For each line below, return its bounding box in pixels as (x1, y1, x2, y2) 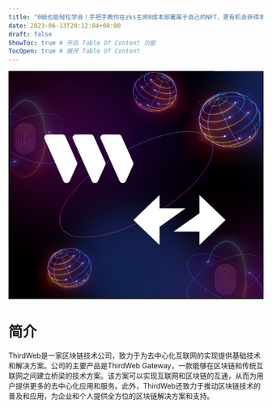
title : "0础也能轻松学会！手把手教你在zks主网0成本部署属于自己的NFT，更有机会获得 (8, 13, 260, 21)
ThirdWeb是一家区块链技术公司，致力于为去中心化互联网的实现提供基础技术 (8, 351, 261, 360)
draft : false (8, 30, 53, 38)
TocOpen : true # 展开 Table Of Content (8, 47, 141, 56)
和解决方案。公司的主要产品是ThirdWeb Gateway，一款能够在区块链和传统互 (8, 361, 264, 371)
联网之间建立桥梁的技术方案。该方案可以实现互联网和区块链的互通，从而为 (8, 371, 257, 380)
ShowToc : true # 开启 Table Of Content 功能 (8, 39, 156, 47)
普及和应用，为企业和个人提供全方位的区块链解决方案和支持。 (8, 391, 215, 401)
